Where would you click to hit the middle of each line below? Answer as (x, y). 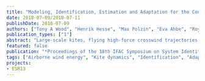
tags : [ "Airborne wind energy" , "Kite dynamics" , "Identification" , (95, 57)
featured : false (27, 46)
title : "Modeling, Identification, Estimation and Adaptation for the (98, 12)
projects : (19, 63)
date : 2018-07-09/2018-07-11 (43, 18)
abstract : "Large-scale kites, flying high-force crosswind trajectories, (103, 40)
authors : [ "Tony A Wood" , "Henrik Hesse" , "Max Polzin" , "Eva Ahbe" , (97, 29)
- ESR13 (16, 69)
